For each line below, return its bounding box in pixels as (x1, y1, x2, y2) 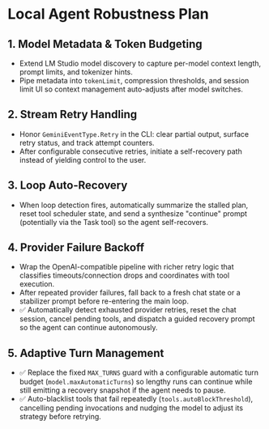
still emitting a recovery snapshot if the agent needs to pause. (19, 385, 226, 395)
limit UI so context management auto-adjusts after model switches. (19, 84, 244, 94)
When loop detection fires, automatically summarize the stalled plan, (19, 200, 249, 210)
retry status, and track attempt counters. (19, 138, 155, 147)
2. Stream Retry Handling (7, 108, 138, 121)
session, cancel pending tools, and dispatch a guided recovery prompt (19, 314, 255, 324)
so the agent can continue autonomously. (19, 323, 159, 333)
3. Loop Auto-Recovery (7, 179, 128, 193)
